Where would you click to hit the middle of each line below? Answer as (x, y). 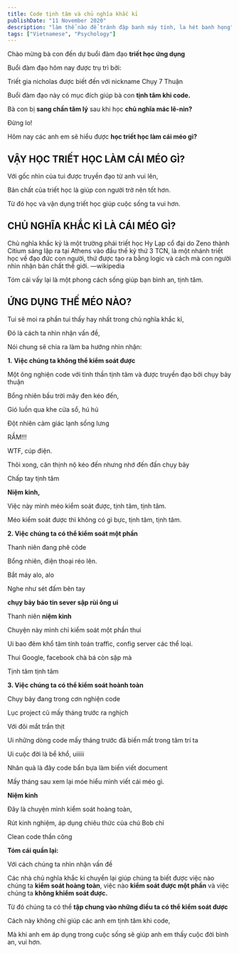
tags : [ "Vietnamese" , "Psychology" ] (62, 34)
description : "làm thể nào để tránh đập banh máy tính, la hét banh (111, 27)
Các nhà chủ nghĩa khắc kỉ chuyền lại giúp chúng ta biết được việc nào (111, 878)
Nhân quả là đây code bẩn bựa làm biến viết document (87, 767)
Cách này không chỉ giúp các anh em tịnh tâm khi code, (89, 920)
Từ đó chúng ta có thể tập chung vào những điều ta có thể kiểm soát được (118, 907)
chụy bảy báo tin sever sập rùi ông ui (63, 602)
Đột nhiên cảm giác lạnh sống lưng (58, 423)
